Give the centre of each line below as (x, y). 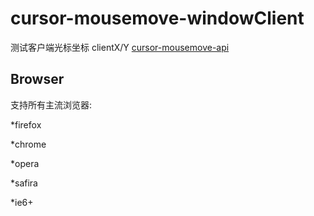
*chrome (28, 144)
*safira (24, 183)
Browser (37, 79)
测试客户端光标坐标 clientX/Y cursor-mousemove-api (120, 47)
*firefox (26, 124)
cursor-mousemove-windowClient (157, 18)
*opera (25, 163)
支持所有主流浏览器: (51, 104)
